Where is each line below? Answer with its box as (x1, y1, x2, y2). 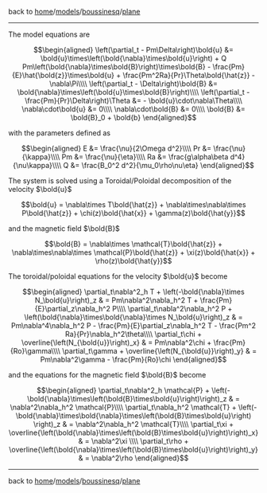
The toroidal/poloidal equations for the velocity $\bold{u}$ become (8, 272, 228, 281)
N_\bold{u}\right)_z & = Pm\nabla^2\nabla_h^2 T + (34, 295, 199, 305)
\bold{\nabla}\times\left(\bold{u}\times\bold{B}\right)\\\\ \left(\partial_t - (17, 88, 250, 96)
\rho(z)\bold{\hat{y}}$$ (95, 256, 172, 265)
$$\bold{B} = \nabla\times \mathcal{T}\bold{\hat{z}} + (44, 239, 222, 248)
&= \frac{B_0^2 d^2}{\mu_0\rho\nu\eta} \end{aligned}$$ (70, 161, 254, 170)
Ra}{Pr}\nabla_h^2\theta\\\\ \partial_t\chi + (64, 330, 203, 338)
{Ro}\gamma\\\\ (10, 346, 61, 355)
